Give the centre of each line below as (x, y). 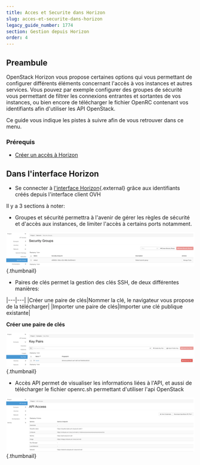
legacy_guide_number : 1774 (40, 25)
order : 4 (17, 38)
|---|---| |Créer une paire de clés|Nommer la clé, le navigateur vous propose (100, 300)
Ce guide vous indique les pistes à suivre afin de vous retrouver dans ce (95, 120)
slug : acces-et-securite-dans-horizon (54, 19)
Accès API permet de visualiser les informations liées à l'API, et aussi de (103, 383)
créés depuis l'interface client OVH (58, 194)
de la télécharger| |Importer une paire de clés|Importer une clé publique (95, 306)
